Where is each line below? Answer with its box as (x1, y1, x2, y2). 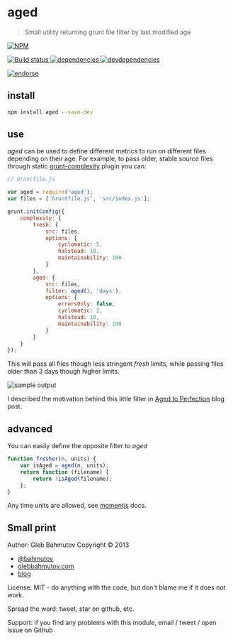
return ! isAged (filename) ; (33, 475, 113, 482)
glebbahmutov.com (17, 562, 74, 570)
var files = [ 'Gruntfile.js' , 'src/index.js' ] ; (7, 195, 151, 202)
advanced (7, 423, 53, 435)
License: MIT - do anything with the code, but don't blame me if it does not (7, 583, 226, 592)
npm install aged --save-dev (7, 108, 93, 116)
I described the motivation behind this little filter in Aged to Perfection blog (7, 395, 225, 403)
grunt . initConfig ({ (7, 208, 65, 215)
